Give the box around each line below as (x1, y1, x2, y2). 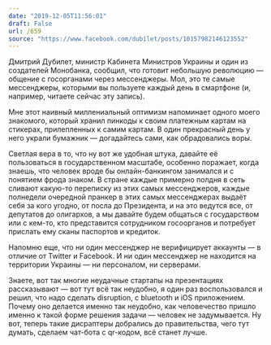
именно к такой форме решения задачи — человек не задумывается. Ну (8, 310, 262, 320)
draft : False (8, 20, 53, 28)
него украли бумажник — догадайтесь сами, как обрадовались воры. (8, 133, 252, 143)
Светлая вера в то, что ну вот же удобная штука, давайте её (8, 149, 218, 159)
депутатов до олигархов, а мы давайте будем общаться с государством (8, 209, 260, 220)
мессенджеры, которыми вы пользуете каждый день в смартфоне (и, (8, 83, 252, 93)
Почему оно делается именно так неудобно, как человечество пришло (8, 302, 256, 312)
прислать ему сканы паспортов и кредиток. (8, 227, 161, 237)
